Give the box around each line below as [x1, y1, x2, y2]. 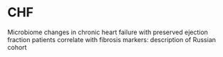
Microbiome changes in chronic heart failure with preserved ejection [7, 28, 209, 36]
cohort [7, 43, 27, 51]
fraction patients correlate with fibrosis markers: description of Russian [7, 35, 216, 43]
